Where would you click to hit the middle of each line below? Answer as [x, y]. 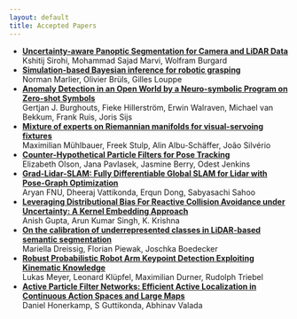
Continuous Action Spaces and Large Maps [103, 296]
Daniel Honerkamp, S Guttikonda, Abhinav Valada [112, 305]
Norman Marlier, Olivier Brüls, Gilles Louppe [102, 79]
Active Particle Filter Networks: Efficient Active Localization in [139, 286]
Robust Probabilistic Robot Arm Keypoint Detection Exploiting [138, 258]
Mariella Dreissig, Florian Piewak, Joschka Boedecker [120, 248]
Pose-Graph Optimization [70, 183]
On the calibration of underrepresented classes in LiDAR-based [141, 230]
